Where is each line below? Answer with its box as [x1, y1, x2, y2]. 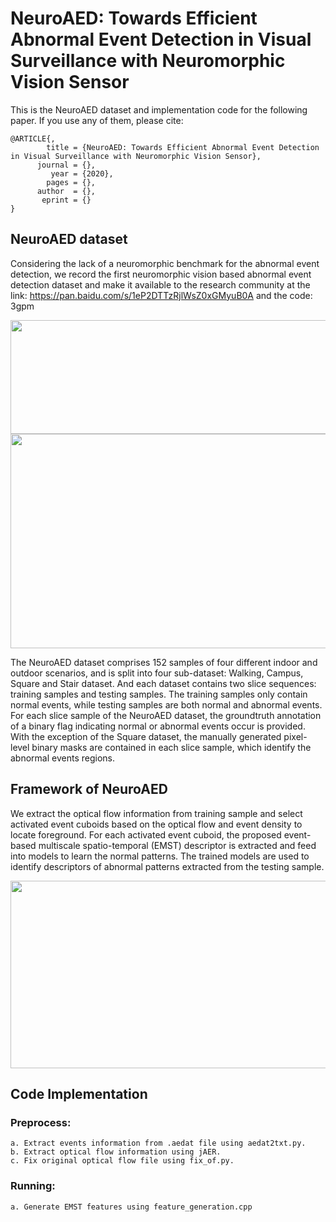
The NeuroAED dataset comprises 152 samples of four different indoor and [10, 656, 318, 668]
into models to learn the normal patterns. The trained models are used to [10, 850, 310, 862]
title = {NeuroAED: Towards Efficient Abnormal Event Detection [46, 142, 320, 152]
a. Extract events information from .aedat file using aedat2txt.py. [10, 1138, 307, 1149]
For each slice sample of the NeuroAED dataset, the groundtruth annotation [10, 709, 322, 721]
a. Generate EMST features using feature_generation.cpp [10, 1202, 253, 1212]
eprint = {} [41, 195, 92, 205]
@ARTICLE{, [10, 133, 56, 144]
